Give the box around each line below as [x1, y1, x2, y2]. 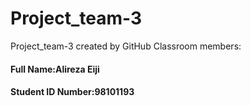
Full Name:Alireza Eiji [10, 63, 100, 75]
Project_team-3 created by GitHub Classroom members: [10, 40, 242, 52]
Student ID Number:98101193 [10, 86, 135, 98]
